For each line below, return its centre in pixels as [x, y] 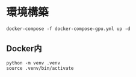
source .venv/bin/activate [40, 68]
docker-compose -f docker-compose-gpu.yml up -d [68, 29]
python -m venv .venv [33, 63]
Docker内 [24, 49]
